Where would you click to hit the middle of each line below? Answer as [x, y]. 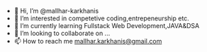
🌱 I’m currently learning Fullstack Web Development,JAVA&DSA [107, 26]
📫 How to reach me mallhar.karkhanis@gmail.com [88, 41]
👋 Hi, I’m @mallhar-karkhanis [56, 11]
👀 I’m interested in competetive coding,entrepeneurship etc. [101, 18]
